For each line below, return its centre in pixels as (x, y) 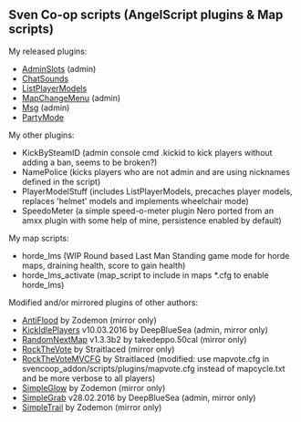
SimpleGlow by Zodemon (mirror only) (93, 387)
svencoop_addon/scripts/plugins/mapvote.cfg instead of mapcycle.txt (153, 368)
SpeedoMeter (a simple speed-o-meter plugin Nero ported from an (148, 211)
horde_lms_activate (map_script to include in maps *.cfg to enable (145, 275)
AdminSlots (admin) (59, 68)
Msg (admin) (46, 108)
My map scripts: (39, 238)
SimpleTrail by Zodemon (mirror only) (92, 407)
